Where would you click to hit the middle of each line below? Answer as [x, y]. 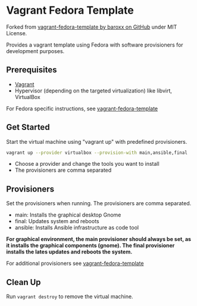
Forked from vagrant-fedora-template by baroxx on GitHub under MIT [92, 27]
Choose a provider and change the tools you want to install [87, 164]
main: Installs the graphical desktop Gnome [68, 215]
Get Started [28, 127]
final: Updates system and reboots [57, 221]
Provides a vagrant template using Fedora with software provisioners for [95, 45]
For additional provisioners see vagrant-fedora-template [75, 264]
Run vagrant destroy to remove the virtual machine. [70, 296]
